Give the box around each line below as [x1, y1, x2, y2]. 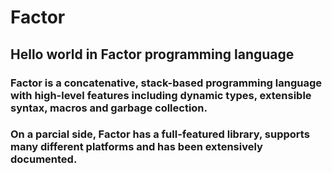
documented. [10, 152, 78, 166]
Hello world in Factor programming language [10, 46, 295, 63]
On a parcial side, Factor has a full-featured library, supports [10, 127, 310, 141]
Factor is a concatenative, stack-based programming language [10, 76, 323, 90]
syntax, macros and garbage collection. [10, 101, 208, 115]
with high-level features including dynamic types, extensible [10, 88, 312, 102]
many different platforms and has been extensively [10, 140, 263, 154]
